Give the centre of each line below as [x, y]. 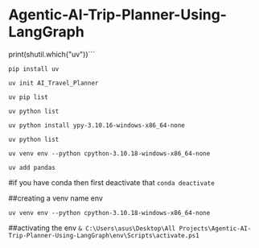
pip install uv [34, 69]
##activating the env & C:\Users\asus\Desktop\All [92, 228]
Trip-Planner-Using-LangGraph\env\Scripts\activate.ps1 [104, 235]
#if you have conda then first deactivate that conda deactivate [111, 182]
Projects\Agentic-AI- [215, 228]
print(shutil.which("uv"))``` [52, 54]
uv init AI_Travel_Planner [53, 83]
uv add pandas [32, 167]
